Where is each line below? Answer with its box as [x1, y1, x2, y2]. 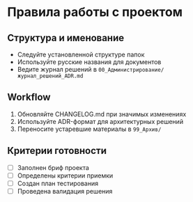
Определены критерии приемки [17, 171, 114, 180]
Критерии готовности [7, 145, 107, 157]
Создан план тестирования [17, 179, 99, 187]
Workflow [7, 91, 51, 103]
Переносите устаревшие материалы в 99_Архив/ [17, 125, 162, 133]
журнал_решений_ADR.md [17, 72, 84, 79]
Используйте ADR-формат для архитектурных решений [17, 117, 183, 125]
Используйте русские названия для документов [17, 58, 162, 66]
